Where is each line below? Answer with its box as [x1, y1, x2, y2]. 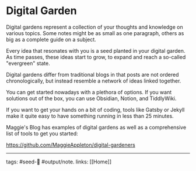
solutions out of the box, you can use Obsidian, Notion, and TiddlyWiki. [6, 95, 177, 102]
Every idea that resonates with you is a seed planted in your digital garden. [6, 47, 185, 54]
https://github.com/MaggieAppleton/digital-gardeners [6, 141, 135, 148]
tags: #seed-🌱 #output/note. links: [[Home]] [6, 158, 112, 165]
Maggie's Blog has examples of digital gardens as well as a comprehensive [6, 124, 187, 131]
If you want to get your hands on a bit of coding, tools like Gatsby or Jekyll [6, 106, 185, 113]
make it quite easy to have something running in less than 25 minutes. [6, 112, 174, 119]
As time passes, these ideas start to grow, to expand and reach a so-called [6, 53, 186, 60]
